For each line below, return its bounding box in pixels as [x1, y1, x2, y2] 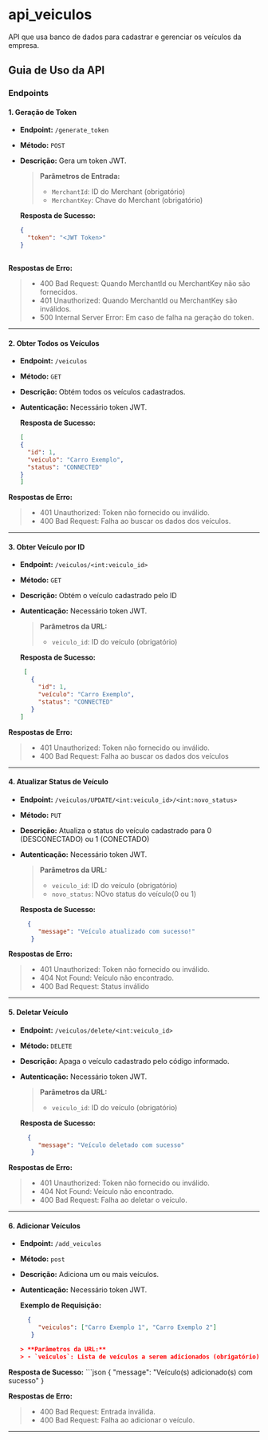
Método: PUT [19, 810, 62, 819]
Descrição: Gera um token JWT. [19, 156, 127, 165]
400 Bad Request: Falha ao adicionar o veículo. [39, 1415, 195, 1425]
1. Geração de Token [8, 107, 77, 117]
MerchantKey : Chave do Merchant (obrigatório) [51, 196, 203, 205]
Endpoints [8, 88, 49, 99]
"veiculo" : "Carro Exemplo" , [27, 455, 124, 464]
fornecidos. [39, 287, 78, 296]
